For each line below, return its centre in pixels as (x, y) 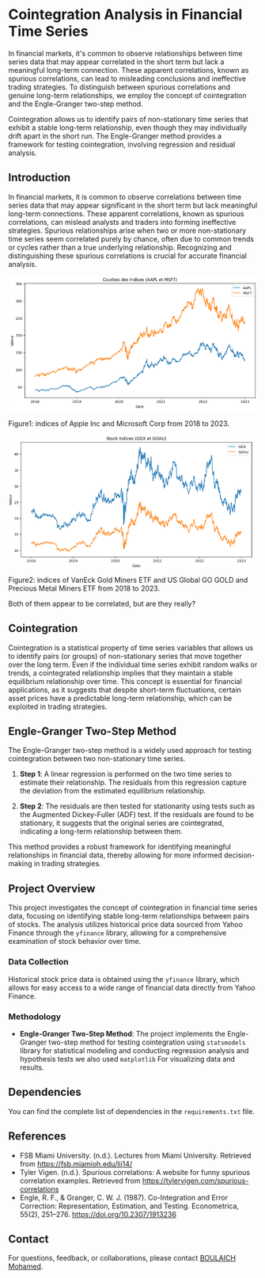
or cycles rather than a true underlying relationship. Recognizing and (120, 247)
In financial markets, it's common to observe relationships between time (125, 53)
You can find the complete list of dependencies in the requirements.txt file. (131, 1111)
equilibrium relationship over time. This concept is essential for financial (125, 681)
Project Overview (52, 888)
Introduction (40, 178)
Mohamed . (26, 1267)
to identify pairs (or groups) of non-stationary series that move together (125, 656)
